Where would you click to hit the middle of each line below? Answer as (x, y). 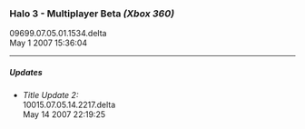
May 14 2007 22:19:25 (64, 114)
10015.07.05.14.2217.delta (69, 105)
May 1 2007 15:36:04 (49, 43)
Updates (26, 72)
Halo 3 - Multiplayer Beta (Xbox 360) (92, 14)
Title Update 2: (50, 95)
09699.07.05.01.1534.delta (58, 34)
